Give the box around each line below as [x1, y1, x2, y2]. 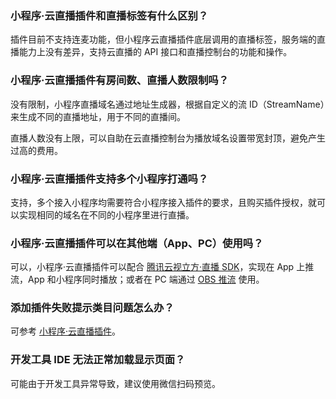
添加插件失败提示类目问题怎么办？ [10, 301, 175, 315]
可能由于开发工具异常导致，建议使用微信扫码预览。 [10, 377, 221, 389]
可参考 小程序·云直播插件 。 [10, 325, 121, 337]
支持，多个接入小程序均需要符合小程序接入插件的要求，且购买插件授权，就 [10, 196, 317, 208]
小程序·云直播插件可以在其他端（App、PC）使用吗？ [10, 236, 264, 250]
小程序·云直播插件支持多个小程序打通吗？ [10, 172, 209, 186]
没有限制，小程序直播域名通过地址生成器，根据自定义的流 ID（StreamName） [10, 98, 325, 110]
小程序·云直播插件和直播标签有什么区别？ [10, 8, 209, 22]
